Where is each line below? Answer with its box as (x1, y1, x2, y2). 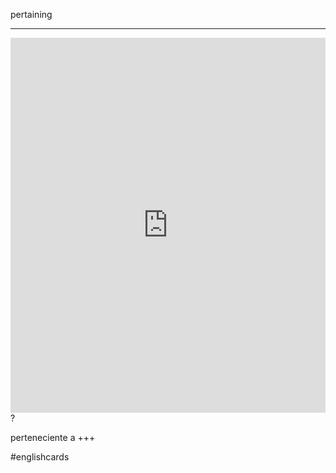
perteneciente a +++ (10, 432, 96, 443)
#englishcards (10, 451, 70, 463)
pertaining (10, 9, 53, 20)
